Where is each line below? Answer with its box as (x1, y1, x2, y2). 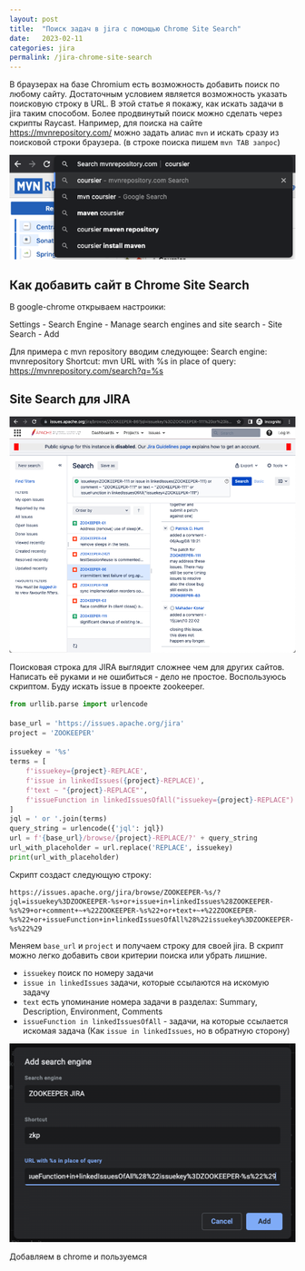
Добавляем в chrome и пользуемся (9, 1251, 148, 1262)
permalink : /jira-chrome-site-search (9, 53, 152, 63)
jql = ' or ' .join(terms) (9, 814, 107, 823)
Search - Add (9, 328, 60, 340)
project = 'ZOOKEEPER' (9, 728, 95, 737)
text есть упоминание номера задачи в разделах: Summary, (22, 996, 258, 1007)
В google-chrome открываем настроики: (9, 301, 166, 312)
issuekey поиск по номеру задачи (22, 967, 154, 978)
